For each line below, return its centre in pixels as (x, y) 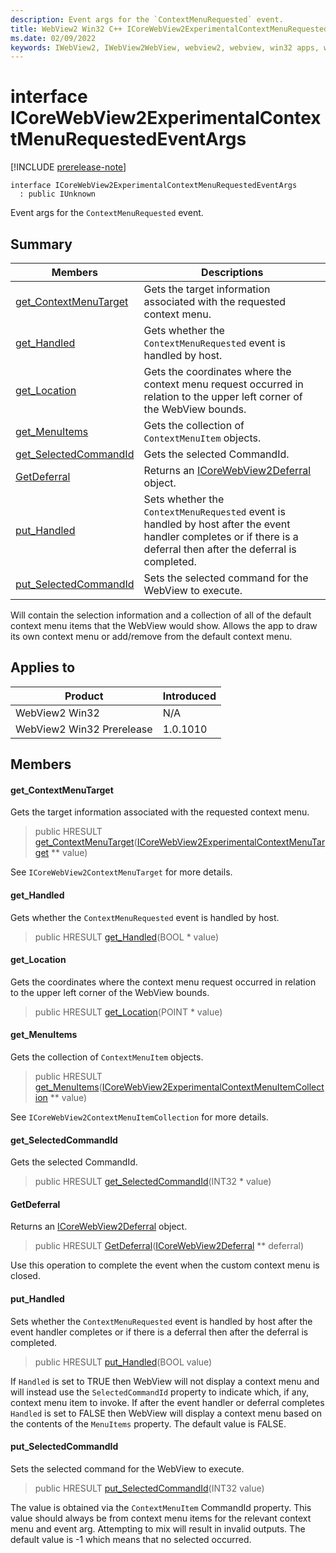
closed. (25, 1276)
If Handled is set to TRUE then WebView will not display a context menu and (165, 1381)
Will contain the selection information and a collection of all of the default (161, 615)
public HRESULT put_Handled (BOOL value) (123, 1362)
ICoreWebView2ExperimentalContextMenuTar (231, 842)
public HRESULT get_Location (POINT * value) (128, 1012)
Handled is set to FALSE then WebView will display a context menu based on (166, 1413)
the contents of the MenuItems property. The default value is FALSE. (148, 1423)
